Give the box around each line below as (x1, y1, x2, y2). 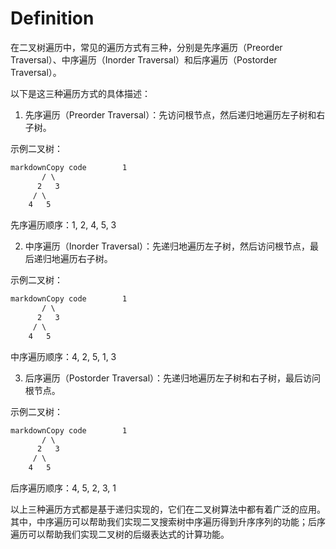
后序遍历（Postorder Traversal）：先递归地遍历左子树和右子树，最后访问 (24, 372, 322, 384)
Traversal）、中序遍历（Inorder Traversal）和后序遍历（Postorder (10, 53, 278, 66)
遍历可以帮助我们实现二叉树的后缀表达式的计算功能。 (10, 528, 230, 541)
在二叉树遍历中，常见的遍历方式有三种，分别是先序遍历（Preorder (10, 41, 283, 53)
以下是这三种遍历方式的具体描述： (10, 87, 151, 99)
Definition (10, 7, 95, 30)
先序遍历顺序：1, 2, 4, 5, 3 (10, 219, 117, 231)
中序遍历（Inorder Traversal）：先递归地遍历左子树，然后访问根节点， (24, 240, 311, 252)
